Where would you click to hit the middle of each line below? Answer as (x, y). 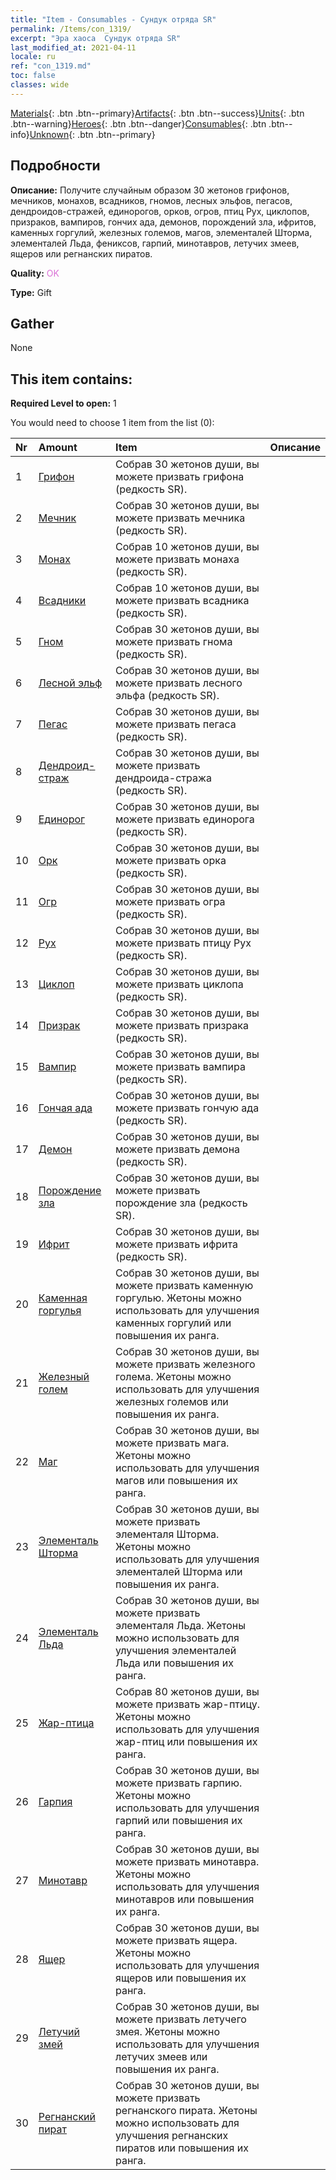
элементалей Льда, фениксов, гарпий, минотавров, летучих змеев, (155, 243)
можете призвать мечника (180, 518)
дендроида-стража (163, 778)
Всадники (62, 601)
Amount (58, 448)
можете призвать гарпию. (179, 1783)
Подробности (55, 166)
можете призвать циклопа (179, 984)
